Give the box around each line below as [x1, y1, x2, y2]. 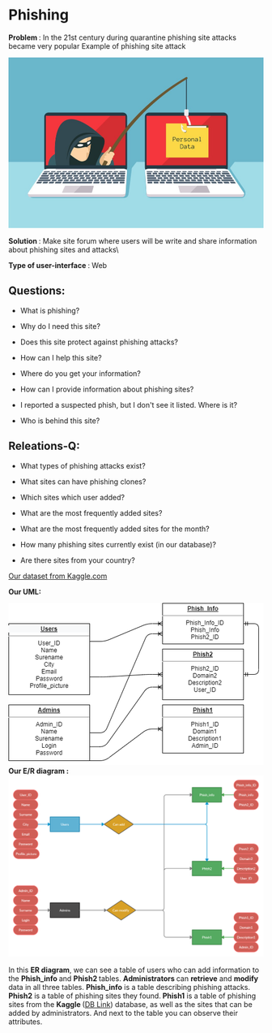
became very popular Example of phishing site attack [8, 41, 186, 50]
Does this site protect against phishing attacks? [19, 337, 178, 347]
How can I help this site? [19, 352, 103, 362]
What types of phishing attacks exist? [19, 460, 146, 470]
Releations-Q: [8, 439, 80, 453]
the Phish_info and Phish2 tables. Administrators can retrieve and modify [8, 973, 259, 983]
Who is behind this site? [19, 416, 100, 426]
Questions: [8, 284, 66, 298]
